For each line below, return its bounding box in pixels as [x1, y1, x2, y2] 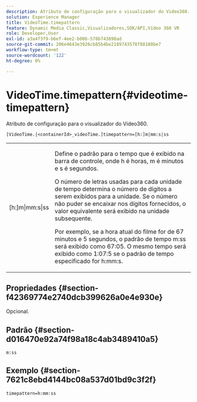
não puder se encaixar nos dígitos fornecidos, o [55, 200, 186, 208]
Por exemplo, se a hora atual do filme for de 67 [55, 228, 184, 236]
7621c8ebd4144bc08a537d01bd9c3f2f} [6, 375, 157, 385]
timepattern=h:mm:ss [6, 390, 57, 396]
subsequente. [55, 214, 93, 222]
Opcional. [6, 308, 29, 315]
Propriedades [6, 283, 57, 293]
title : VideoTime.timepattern [6, 19, 80, 25]
